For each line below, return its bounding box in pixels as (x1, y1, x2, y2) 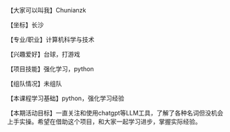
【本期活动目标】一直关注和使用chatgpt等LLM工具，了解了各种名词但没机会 (7, 109, 224, 117)
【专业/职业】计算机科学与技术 (7, 35, 95, 44)
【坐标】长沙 (7, 21, 44, 29)
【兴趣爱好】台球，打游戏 (7, 50, 80, 58)
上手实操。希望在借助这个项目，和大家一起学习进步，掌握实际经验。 (7, 117, 202, 126)
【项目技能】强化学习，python (7, 65, 94, 73)
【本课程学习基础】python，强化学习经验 (7, 94, 125, 102)
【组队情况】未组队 (7, 79, 62, 88)
